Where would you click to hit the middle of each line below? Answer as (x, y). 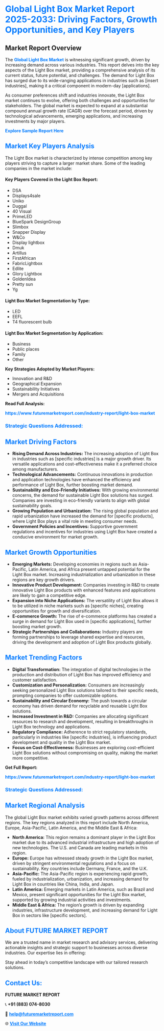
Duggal (19, 206)
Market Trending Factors (44, 658)
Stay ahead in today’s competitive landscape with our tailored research (77, 962)
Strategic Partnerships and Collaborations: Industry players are (77, 632)
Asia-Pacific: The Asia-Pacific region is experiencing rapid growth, (80, 874)
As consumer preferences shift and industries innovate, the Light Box (75, 95)
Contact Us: (24, 983)
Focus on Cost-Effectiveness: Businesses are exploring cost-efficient (83, 747)
